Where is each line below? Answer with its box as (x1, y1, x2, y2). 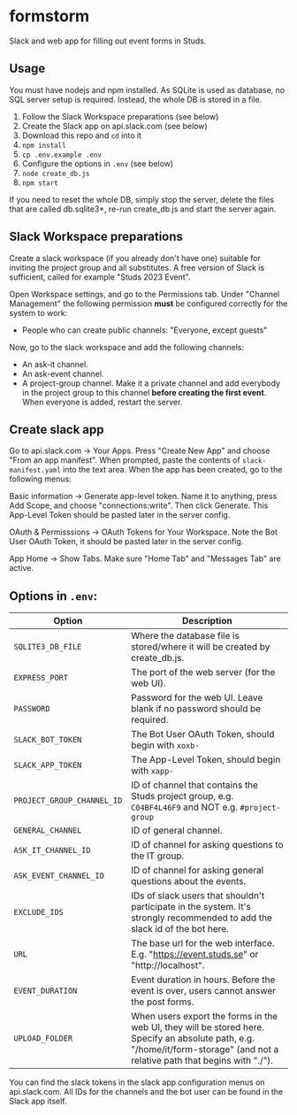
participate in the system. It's (131, 901, 252, 913)
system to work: (9, 307, 68, 318)
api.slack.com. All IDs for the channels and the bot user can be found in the (9, 1087, 284, 1097)
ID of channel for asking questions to (131, 839, 284, 851)
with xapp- (131, 765, 174, 777)
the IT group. (131, 850, 185, 862)
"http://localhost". (131, 959, 205, 972)
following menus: (9, 473, 72, 484)
